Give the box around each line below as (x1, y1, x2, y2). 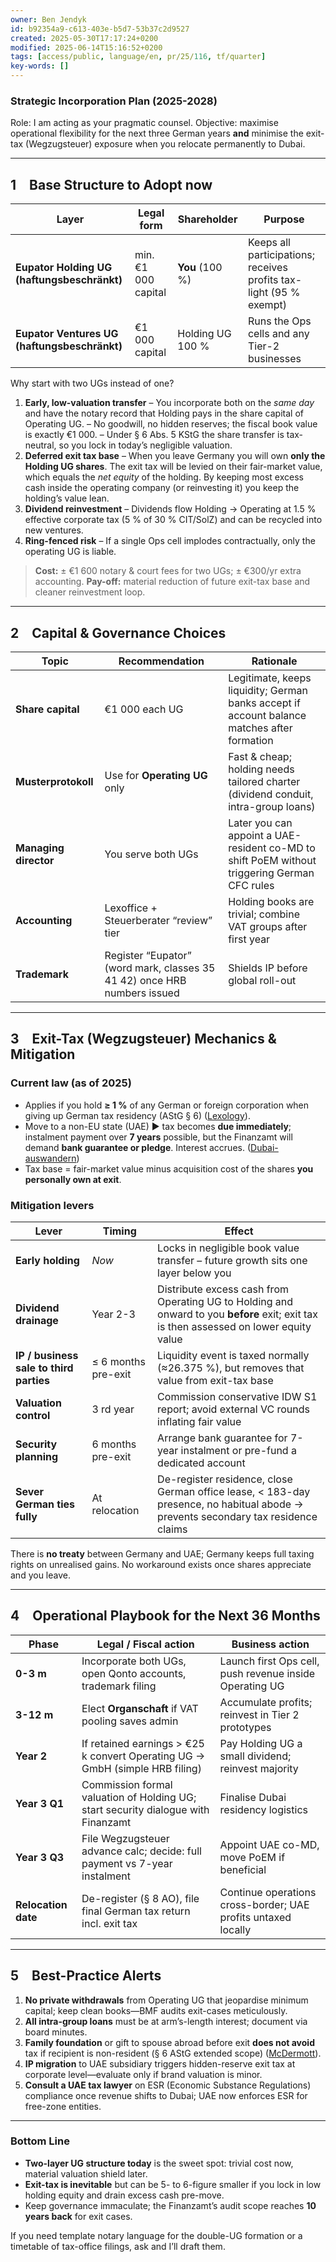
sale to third (15, 1361, 74, 1375)
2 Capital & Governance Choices (10, 624, 227, 641)
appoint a (228, 828, 273, 842)
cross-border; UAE (219, 1897, 310, 1911)
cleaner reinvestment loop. (34, 586, 146, 598)
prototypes (219, 1720, 272, 1734)
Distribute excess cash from (157, 1282, 289, 1296)
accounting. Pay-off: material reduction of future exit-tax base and (34, 576, 311, 588)
